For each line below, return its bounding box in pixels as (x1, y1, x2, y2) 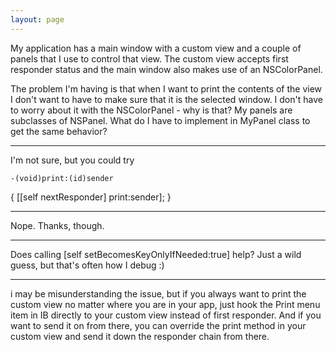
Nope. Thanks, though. (10, 219, 105, 231)
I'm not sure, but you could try (10, 154, 135, 166)
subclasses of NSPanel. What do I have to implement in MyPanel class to (10, 114, 311, 126)
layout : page (10, 14, 65, 25)
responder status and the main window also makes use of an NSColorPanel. (10, 63, 323, 75)
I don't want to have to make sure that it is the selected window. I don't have (10, 93, 323, 105)
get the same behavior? (10, 125, 108, 137)
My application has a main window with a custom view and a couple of (10, 42, 302, 54)
